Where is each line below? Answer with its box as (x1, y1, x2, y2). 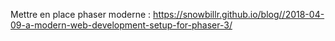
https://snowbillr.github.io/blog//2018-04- (153, 9, 325, 20)
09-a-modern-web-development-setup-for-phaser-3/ (10, 19, 233, 31)
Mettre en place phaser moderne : (10, 9, 152, 20)
